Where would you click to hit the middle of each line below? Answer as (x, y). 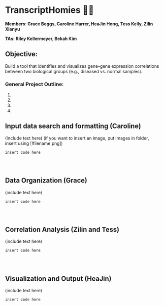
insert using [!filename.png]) (34, 143)
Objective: (21, 54)
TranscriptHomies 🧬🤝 (50, 10)
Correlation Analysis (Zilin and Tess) (62, 230)
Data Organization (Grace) (46, 181)
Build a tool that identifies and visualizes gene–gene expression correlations (82, 66)
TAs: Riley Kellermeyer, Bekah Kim (41, 39)
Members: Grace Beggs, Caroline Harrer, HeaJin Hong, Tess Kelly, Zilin (79, 24)
